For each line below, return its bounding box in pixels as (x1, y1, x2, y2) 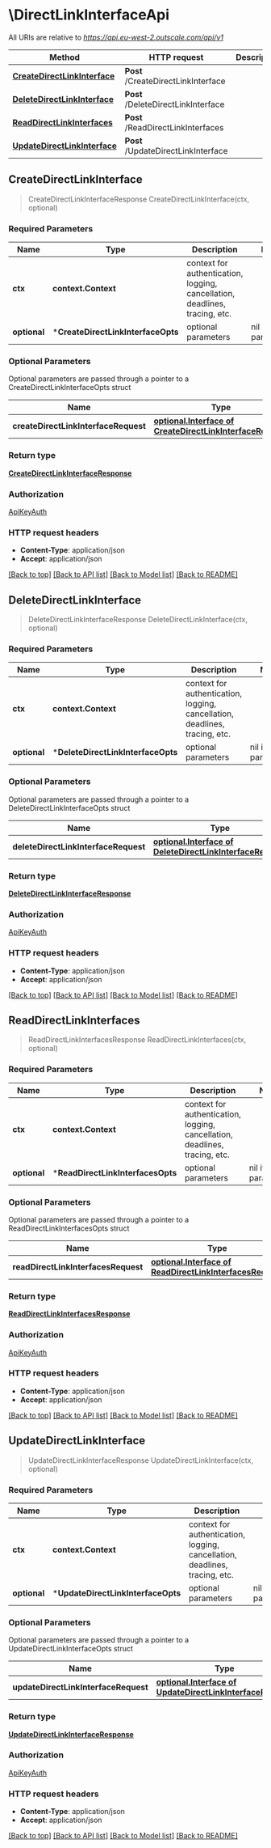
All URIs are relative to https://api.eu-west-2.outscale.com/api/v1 (8, 32, 224, 42)
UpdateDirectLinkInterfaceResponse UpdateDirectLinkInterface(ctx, (27, 1455, 254, 1465)
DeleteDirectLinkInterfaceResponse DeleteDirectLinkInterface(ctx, (27, 615, 248, 625)
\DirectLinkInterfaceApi (8, 6, 170, 24)
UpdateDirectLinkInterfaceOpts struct (8, 1644, 133, 1654)
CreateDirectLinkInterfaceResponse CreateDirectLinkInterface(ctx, (27, 194, 250, 204)
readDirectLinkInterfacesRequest (12, 1261, 144, 1272)
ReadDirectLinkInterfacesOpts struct (8, 1223, 130, 1233)
